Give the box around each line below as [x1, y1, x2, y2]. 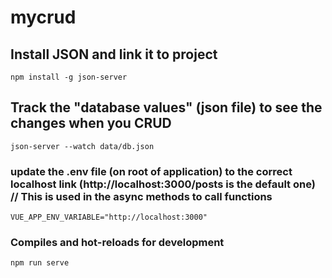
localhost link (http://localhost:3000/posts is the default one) [10, 177, 316, 191]
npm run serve [10, 258, 70, 268]
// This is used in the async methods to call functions [10, 189, 273, 203]
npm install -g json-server [10, 72, 128, 82]
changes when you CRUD [10, 115, 172, 132]
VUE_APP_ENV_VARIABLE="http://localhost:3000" [10, 212, 208, 223]
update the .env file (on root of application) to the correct [10, 164, 293, 178]
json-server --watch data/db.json [10, 141, 155, 151]
